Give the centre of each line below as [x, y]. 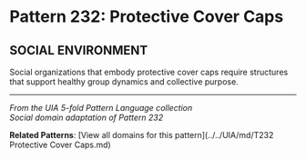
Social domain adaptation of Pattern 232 [87, 117]
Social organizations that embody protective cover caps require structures [149, 72]
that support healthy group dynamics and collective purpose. [124, 82]
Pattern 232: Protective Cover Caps [147, 17]
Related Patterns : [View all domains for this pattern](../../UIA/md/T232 [142, 135]
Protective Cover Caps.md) [60, 144]
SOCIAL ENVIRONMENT [79, 50]
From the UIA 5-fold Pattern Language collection [101, 108]
